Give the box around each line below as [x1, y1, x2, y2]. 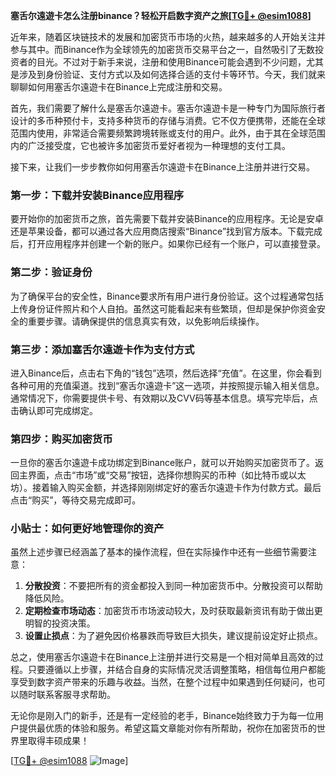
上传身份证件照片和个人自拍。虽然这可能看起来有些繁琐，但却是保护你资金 [10, 302, 317, 314]
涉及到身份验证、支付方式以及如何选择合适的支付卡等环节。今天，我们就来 [18, 69, 326, 80]
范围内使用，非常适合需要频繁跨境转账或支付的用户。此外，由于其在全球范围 [10, 127, 326, 139]
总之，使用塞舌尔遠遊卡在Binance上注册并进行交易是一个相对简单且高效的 [10, 651, 316, 663]
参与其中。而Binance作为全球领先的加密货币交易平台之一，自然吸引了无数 [10, 44, 316, 55]
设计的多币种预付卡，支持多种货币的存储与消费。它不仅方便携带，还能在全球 [10, 115, 326, 126]
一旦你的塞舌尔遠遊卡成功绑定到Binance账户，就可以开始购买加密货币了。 [10, 457, 316, 469]
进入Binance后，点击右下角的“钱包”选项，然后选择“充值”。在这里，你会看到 [10, 367, 322, 379]
